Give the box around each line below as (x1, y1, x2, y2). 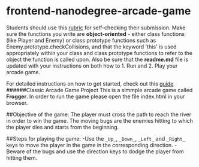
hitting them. (6, 154, 38, 161)
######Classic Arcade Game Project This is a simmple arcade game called (6, 86, 193, 93)
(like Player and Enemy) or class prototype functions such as (6, 37, 156, 44)
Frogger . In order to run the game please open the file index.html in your (6, 93, 185, 100)
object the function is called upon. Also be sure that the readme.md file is (6, 56, 189, 63)
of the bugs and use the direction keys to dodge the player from (26, 148, 184, 155)
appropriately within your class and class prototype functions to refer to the (6, 49, 193, 56)
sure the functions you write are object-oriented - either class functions (6, 30, 185, 37)
